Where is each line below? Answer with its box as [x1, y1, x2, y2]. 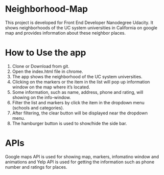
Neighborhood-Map [5, 3, 88, 15]
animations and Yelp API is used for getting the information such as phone [5, 159, 155, 165]
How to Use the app [5, 47, 87, 58]
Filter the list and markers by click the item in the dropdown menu [12, 99, 145, 106]
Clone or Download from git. [12, 63, 70, 69]
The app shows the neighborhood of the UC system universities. [12, 73, 143, 79]
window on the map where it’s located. [12, 84, 91, 90]
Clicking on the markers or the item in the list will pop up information [12, 79, 150, 85]
